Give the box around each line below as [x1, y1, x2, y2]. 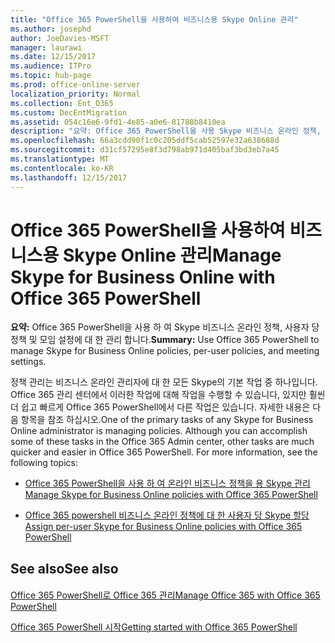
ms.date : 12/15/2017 [10, 52, 97, 62]
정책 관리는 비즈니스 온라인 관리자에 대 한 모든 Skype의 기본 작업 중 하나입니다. [10, 376, 318, 388]
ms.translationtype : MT [10, 154, 110, 164]
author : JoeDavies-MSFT [10, 33, 110, 43]
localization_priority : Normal [10, 89, 141, 99]
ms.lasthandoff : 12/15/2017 [10, 172, 128, 183]
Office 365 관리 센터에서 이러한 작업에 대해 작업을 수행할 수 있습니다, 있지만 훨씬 [10, 389, 326, 401]
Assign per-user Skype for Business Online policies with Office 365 [24, 521, 303, 533]
